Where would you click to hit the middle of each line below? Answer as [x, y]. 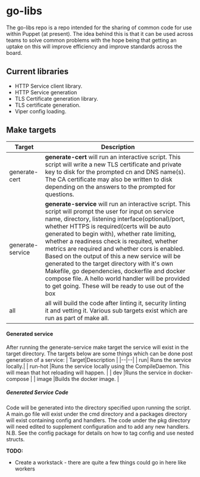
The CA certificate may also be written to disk [109, 179]
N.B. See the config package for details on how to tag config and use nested [100, 433]
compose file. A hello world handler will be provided [117, 278]
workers [25, 469]
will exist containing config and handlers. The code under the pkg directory [98, 420]
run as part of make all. [77, 318]
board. [14, 52]
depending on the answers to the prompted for [110, 187]
